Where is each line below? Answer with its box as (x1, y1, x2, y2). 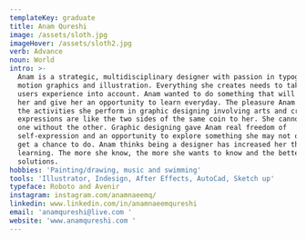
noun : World (9, 55, 55, 65)
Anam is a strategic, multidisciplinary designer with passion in (17, 73, 275, 82)
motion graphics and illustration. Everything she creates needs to (17, 81, 283, 90)
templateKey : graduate (9, 13, 96, 23)
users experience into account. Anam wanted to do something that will (17, 89, 296, 98)
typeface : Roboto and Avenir (9, 183, 120, 192)
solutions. (17, 156, 59, 166)
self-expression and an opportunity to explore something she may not (17, 132, 291, 141)
